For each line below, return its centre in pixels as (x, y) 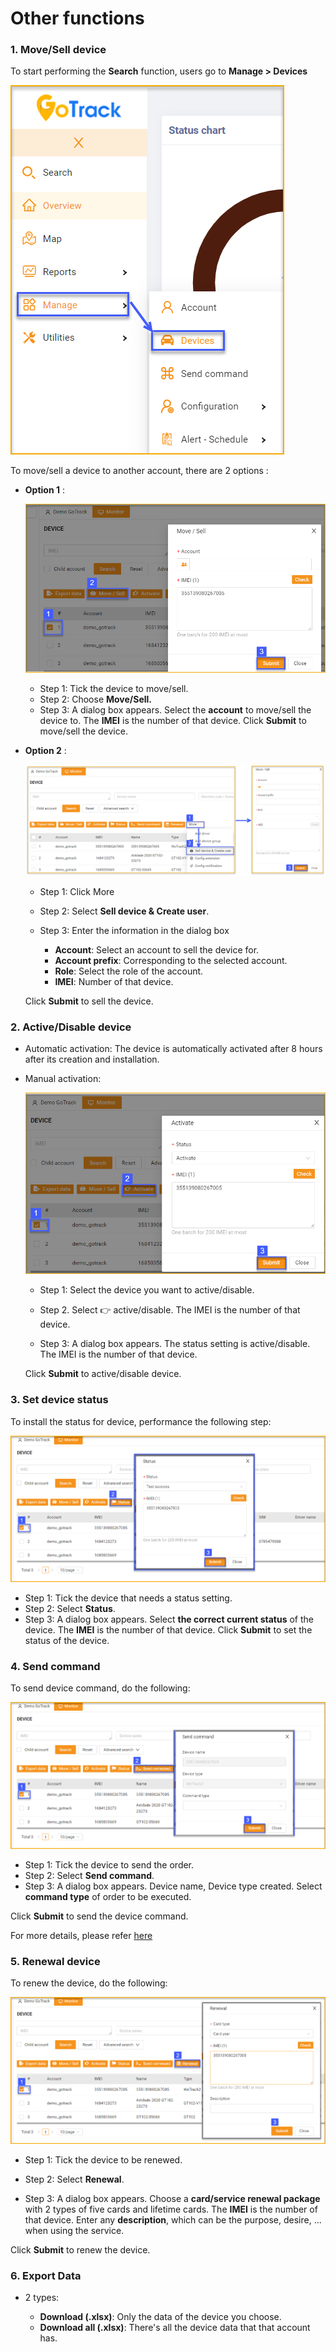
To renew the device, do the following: (89, 1983)
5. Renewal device (55, 1961)
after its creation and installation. (92, 1059)
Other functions (77, 18)
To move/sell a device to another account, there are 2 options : (139, 471)
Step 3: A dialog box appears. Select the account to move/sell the (175, 710)
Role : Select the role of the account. (129, 971)
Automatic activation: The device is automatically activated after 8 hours (173, 1049)
